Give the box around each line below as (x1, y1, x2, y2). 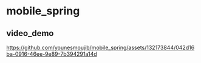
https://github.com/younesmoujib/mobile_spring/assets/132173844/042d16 (6, 44, 195, 51)
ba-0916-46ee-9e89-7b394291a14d (6, 50, 97, 58)
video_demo (6, 28, 54, 38)
